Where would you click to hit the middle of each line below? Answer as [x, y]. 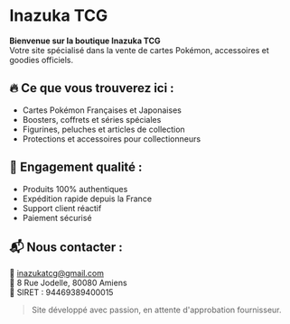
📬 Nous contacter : [66, 247]
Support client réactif [62, 208]
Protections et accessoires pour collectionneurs [112, 139]
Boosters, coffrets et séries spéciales [92, 119]
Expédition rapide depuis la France [87, 199]
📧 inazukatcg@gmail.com [56, 273]
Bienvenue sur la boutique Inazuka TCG [85, 41]
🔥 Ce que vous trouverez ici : [92, 88]
